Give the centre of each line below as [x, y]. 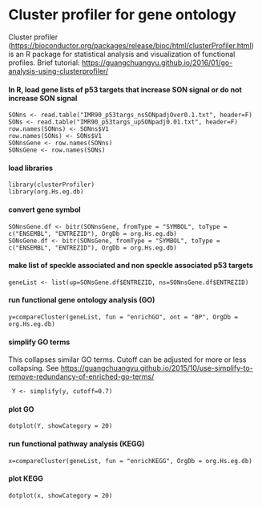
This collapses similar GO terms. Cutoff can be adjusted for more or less [127, 360]
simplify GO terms [39, 342]
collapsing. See [34, 368]
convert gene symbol [45, 209]
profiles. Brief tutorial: [44, 63]
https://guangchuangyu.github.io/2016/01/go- [157, 63]
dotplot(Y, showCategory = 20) [60, 426]
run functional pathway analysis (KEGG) [77, 444]
